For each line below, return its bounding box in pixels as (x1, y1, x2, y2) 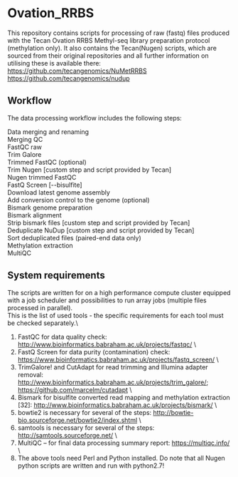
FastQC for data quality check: (17, 332, 107, 341)
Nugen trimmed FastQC (7, 173, 77, 181)
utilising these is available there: (7, 58, 102, 67)
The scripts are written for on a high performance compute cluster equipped (7, 288, 231, 297)
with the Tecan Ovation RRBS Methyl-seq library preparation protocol (7, 36, 210, 44)
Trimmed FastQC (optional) (7, 158, 87, 166)
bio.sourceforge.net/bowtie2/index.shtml (17, 416, 138, 424)
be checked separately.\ (7, 319, 78, 327)
